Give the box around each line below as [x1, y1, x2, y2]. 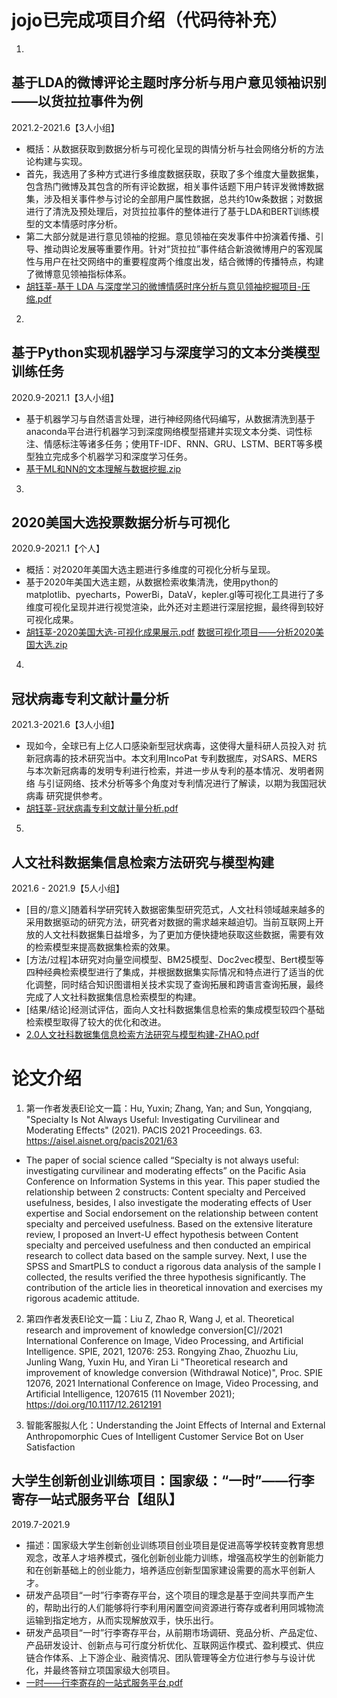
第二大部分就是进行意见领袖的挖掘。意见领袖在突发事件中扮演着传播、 [25, 230, 316, 242]
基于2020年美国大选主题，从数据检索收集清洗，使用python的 [25, 576, 279, 588]
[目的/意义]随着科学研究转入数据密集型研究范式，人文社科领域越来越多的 [25, 904, 326, 915]
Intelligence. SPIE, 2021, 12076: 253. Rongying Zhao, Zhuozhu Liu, [25, 1345, 299, 1357]
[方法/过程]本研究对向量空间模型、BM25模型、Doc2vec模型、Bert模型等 [25, 954, 324, 965]
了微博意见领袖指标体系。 [25, 267, 132, 280]
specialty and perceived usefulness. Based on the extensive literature [25, 1217, 313, 1230]
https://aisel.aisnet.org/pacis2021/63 [25, 1134, 178, 1146]
